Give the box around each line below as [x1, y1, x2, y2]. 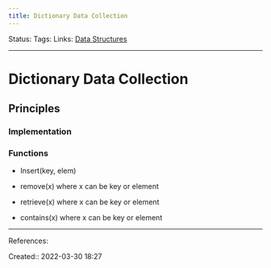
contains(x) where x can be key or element [19, 213, 163, 223]
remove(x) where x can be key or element [19, 182, 160, 191]
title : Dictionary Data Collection [8, 11, 128, 20]
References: [8, 236, 48, 246]
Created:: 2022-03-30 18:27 [8, 252, 102, 262]
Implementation [8, 126, 73, 137]
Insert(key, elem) [19, 166, 77, 176]
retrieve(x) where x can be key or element [19, 197, 160, 207]
